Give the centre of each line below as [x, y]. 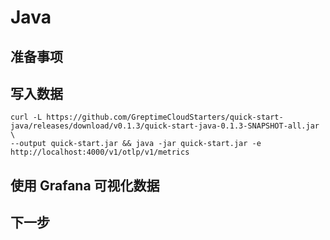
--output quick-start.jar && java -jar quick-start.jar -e [136, 144]
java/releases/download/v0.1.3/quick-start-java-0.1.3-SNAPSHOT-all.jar [165, 126]
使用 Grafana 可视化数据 [85, 185]
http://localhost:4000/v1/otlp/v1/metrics [100, 152]
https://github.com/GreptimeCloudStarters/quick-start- [165, 117]
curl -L [26, 117]
